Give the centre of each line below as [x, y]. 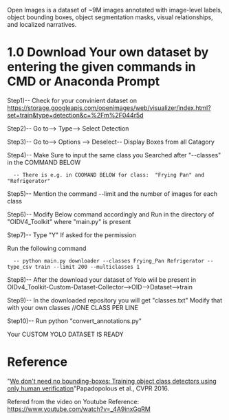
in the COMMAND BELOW [44, 162]
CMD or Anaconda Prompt [84, 81]
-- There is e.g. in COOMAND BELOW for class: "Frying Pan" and [109, 175]
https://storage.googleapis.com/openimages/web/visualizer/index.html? [109, 108]
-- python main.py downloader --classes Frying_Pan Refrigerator [109, 261]
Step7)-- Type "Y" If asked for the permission [72, 235]
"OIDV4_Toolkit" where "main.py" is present [69, 221]
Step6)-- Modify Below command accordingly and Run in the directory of [111, 214]
